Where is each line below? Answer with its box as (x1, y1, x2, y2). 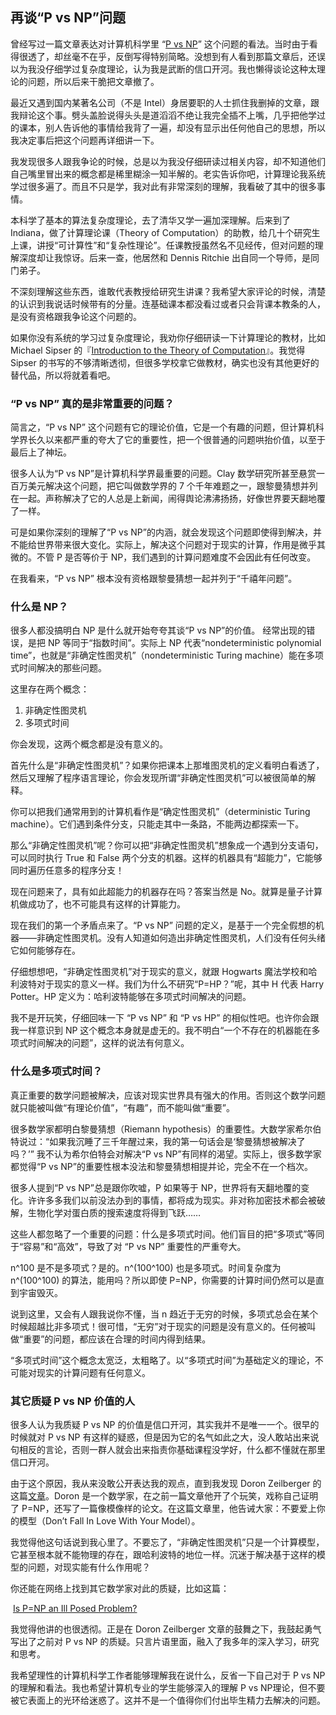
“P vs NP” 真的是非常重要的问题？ (10, 396, 175, 410)
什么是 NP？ (10, 600, 69, 614)
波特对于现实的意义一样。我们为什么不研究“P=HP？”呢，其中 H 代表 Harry (18, 978, 325, 990)
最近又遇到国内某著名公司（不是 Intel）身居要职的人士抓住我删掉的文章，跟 (10, 96, 320, 108)
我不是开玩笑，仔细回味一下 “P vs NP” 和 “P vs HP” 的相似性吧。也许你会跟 (10, 1012, 320, 1024)
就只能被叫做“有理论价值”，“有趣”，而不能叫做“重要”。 (10, 1101, 235, 1113)
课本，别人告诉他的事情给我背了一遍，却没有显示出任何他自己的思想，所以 (18, 121, 326, 133)
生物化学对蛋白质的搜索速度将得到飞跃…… (27, 1206, 202, 1218)
